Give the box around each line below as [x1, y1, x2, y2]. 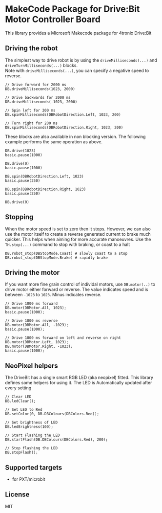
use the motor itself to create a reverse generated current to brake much [5, 231, 151, 237]
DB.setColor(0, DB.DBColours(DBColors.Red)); [5, 412, 99, 417]
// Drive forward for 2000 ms [5, 82, 67, 87]
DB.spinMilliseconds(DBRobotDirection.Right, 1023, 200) [5, 125, 123, 130]
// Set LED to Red [5, 407, 42, 412]
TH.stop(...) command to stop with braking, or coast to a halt [5, 241, 130, 247]
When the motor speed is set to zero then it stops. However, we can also [5, 226, 151, 232]
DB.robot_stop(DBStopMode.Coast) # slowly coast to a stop [5, 251, 128, 256]
